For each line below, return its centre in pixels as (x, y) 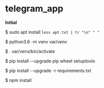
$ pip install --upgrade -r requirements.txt (48, 71)
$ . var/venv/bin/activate (30, 51)
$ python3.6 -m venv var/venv (36, 42)
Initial (11, 22)
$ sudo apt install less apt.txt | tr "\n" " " (52, 32)
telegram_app (34, 9)
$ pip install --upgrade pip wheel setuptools (50, 61)
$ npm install (18, 80)
